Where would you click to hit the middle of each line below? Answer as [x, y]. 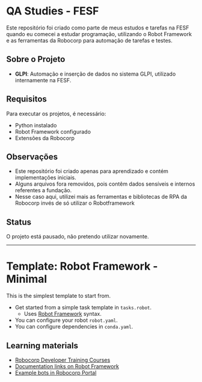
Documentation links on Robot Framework [67, 366]
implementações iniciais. [45, 178]
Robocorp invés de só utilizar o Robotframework [75, 203]
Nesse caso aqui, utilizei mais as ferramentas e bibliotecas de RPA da [101, 197]
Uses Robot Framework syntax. [63, 314]
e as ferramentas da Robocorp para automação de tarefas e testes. [90, 40]
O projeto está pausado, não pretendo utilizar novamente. [78, 237]
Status [19, 222]
